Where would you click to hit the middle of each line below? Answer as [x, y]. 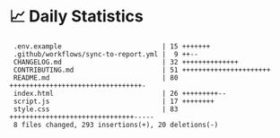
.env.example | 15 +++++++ [112, 46]
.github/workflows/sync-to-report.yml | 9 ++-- [106, 54]
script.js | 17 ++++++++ [114, 101]
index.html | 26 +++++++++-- [120, 93]
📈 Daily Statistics [76, 17]
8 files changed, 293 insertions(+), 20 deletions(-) [116, 125]
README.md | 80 [96, 78]
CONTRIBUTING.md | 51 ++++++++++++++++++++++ [142, 70]
